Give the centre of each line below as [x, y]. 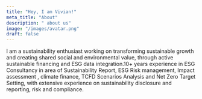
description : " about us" [39, 23]
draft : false [23, 34]
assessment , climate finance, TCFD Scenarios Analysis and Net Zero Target [101, 77]
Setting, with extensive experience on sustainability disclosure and [89, 83]
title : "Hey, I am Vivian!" [42, 12]
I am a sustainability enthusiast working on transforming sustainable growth [100, 51]
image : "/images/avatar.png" [43, 28]
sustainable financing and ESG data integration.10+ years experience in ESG [101, 64]
